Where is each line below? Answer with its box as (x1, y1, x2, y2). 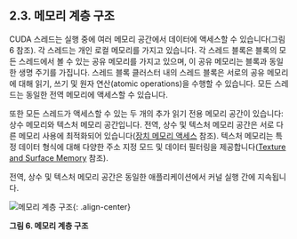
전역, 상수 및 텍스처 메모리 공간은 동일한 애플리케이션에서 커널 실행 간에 (9, 171, 256, 182)
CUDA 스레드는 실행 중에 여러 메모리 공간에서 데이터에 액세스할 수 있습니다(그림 (9, 34, 286, 44)
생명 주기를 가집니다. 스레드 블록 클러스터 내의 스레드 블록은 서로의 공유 (18, 67, 265, 77)
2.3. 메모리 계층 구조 (9, 8, 116, 24)
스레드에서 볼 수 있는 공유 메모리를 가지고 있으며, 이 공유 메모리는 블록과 (18, 56, 268, 67)
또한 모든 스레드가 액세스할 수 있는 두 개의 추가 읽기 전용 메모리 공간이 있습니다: (9, 108, 285, 118)
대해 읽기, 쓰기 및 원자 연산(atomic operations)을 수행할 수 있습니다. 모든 (18, 78, 273, 89)
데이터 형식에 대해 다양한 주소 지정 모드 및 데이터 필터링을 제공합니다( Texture (18, 141, 286, 152)
